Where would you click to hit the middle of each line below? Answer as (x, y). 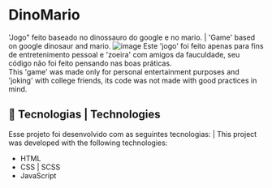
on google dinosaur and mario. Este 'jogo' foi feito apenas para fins (136, 45)
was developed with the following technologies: (88, 143)
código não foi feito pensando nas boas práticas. (90, 63)
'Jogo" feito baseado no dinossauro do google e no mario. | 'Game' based (132, 37)
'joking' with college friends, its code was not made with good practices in (133, 80)
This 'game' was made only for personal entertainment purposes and (124, 71)
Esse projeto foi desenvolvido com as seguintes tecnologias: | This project (133, 134)
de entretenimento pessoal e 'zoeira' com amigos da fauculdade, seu (124, 54)
